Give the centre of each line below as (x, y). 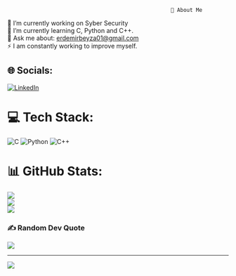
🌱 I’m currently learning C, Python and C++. (71, 31)
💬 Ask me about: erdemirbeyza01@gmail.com (73, 38)
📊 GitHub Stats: (55, 171)
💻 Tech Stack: (51, 117)
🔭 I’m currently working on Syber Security (68, 23)
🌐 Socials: (30, 71)
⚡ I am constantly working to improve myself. (72, 46)
